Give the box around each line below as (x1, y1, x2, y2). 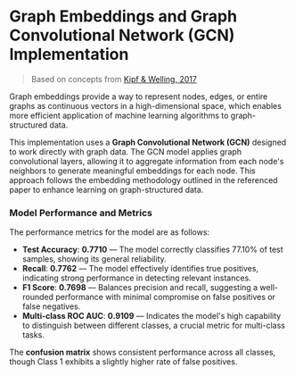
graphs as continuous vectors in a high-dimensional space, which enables (9, 100, 283, 111)
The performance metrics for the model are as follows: (9, 227, 210, 238)
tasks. (21, 330, 45, 340)
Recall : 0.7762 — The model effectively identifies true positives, (21, 263, 259, 274)
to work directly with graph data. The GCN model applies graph (9, 146, 242, 157)
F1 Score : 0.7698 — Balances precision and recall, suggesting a (21, 282, 258, 293)
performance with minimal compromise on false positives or (55, 292, 276, 303)
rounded (21, 292, 54, 303)
